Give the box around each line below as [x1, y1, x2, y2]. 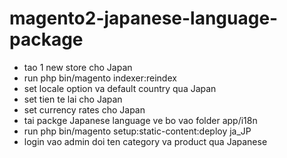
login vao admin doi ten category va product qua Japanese [23, 135, 268, 147]
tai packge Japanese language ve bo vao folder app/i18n [23, 114, 258, 126]
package [9, 28, 84, 51]
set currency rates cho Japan [23, 103, 146, 116]
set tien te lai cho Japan [23, 93, 123, 105]
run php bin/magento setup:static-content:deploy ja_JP [23, 125, 252, 137]
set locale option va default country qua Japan [23, 82, 217, 94]
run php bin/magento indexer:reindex [23, 72, 177, 84]
